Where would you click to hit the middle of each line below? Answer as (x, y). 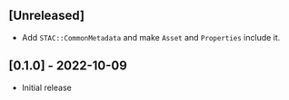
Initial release (46, 87)
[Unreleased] (47, 16)
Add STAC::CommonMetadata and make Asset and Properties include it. (151, 37)
